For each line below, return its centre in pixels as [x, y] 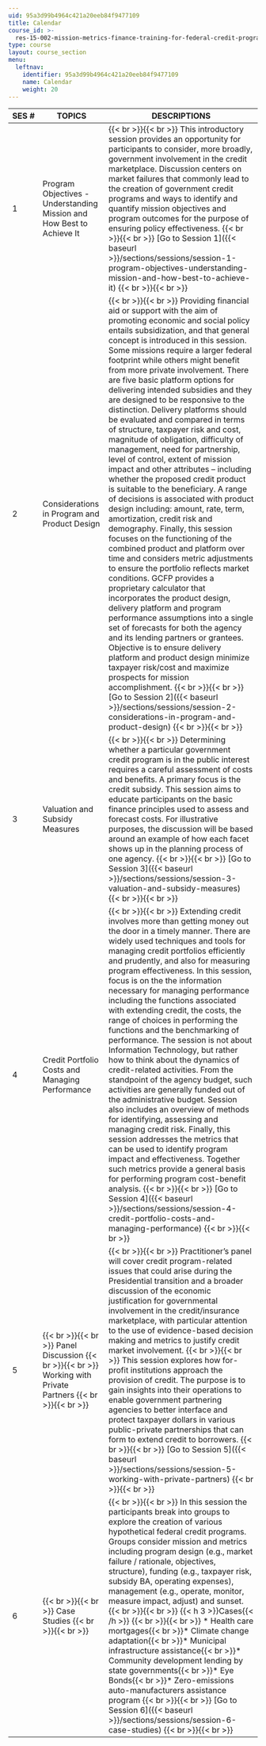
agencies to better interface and [168, 1410]
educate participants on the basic [171, 799]
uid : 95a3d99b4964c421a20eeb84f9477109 [74, 15]
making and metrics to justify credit [174, 1341]
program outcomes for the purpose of [179, 219]
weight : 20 [40, 89]
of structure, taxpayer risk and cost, [175, 430]
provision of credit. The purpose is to [177, 1380]
